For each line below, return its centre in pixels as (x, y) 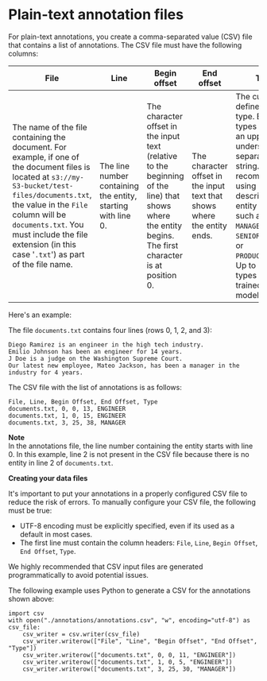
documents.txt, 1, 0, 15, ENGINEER (67, 416)
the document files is (51, 167)
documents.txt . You (48, 224)
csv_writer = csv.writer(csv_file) (81, 634)
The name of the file (50, 127)
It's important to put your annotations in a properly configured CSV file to (128, 493)
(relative (162, 156)
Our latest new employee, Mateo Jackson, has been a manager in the (124, 366)
